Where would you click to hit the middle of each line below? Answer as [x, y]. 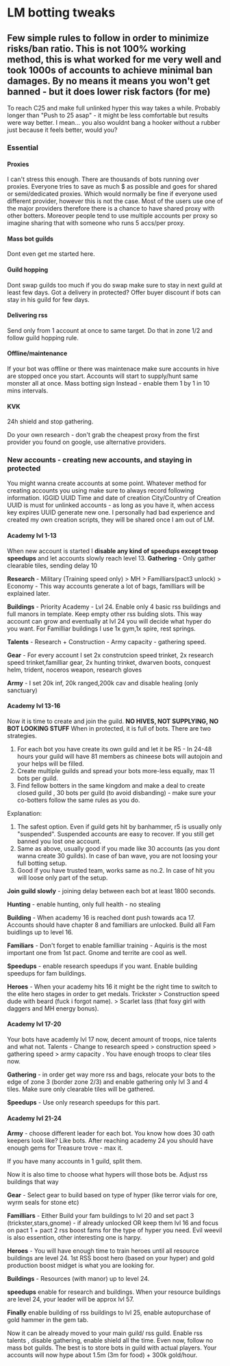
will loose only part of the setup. [62, 878]
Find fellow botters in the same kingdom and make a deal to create [111, 785]
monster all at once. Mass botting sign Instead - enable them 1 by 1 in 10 [108, 383]
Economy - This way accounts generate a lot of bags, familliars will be [106, 586]
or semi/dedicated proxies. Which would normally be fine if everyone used [112, 194]
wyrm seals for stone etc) [43, 1203]
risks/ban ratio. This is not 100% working [97, 48]
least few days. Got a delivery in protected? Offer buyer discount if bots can [114, 292]
